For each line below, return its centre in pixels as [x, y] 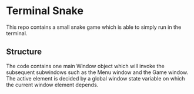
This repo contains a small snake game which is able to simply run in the [94, 27]
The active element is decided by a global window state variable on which [96, 78]
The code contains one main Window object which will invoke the [85, 66]
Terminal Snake [45, 11]
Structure [24, 52]
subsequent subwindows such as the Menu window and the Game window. [97, 72]
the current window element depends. [52, 85]
